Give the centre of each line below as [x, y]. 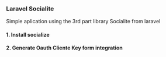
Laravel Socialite [30, 9]
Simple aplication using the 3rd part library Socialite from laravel [83, 22]
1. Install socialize [28, 34]
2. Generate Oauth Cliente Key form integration [64, 48]
